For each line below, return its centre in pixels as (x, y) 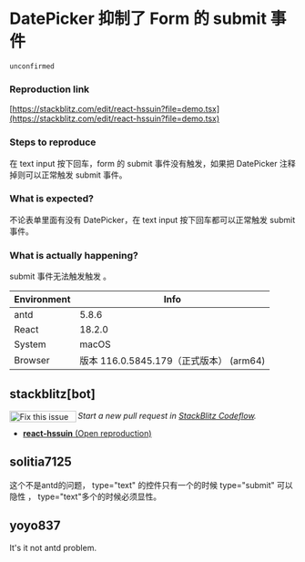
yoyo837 (35, 526)
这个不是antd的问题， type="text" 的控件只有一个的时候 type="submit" (142, 485)
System (30, 344)
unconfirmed (32, 66)
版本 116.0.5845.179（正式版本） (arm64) (173, 361)
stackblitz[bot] (52, 394)
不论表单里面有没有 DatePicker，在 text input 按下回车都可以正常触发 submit (152, 220)
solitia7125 (41, 462)
